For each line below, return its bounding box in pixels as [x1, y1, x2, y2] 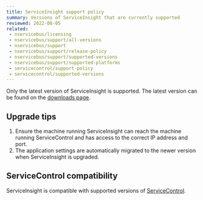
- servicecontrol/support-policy [8, 65, 94, 72]
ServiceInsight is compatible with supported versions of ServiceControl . [6, 187, 186, 194]
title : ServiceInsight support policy [6, 8, 104, 15]
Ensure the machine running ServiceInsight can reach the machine [15, 128, 182, 135]
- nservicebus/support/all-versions [8, 37, 102, 43]
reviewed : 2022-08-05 [6, 20, 61, 26]
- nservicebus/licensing [8, 32, 72, 38]
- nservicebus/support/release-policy [8, 48, 107, 55]
